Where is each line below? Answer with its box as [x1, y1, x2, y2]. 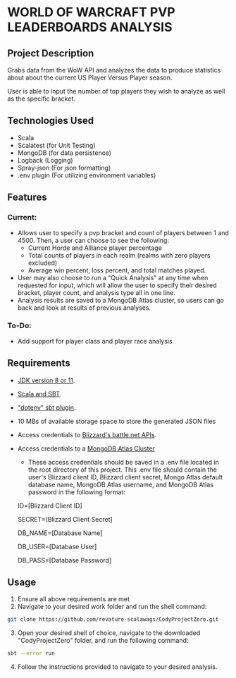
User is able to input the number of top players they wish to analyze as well [7, 87, 225, 95]
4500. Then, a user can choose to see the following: [17, 236, 169, 244]
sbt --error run [7, 650, 55, 657]
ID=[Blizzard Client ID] [17, 501, 82, 510]
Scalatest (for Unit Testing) [17, 141, 97, 149]
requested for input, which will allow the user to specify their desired [17, 281, 217, 289]
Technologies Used [7, 115, 94, 127]
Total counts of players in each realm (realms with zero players [27, 251, 211, 259]
